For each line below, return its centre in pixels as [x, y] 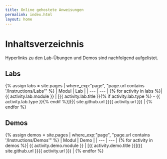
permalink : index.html [29, 15]
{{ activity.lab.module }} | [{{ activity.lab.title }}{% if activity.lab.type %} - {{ [83, 96]
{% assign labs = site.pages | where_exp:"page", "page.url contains [75, 86]
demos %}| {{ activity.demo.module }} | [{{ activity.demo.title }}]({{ [74, 145]
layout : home [19, 19]
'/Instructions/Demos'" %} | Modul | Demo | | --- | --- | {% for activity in [79, 140]
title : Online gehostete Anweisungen [44, 10]
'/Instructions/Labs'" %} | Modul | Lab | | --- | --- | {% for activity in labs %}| [84, 91]
